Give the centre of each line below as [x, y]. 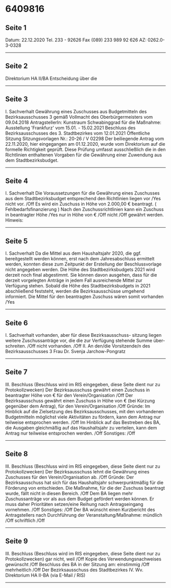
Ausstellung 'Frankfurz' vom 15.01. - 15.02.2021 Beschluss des [70, 127]
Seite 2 [17, 66]
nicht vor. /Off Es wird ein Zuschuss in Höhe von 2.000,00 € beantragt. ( [81, 204]
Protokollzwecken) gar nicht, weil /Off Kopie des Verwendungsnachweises [83, 559]
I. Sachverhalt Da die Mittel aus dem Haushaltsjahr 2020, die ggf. [73, 253]
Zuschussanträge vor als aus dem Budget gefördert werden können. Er [80, 499]
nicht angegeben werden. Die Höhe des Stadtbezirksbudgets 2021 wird [80, 270]
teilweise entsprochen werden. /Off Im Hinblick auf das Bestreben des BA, [83, 422]
